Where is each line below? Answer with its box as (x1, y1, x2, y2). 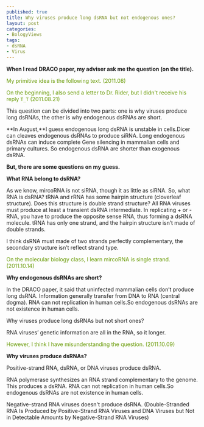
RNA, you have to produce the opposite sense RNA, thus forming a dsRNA (6, 213, 193, 220)
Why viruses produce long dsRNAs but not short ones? (6, 317, 144, 324)
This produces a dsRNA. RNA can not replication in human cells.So (6, 382, 174, 390)
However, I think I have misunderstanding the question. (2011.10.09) (6, 341, 175, 348)
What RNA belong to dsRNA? (6, 175, 81, 182)
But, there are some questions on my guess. (6, 163, 121, 171)
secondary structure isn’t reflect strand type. (6, 244, 119, 251)
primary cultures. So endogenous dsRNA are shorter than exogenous (6, 144, 180, 152)
